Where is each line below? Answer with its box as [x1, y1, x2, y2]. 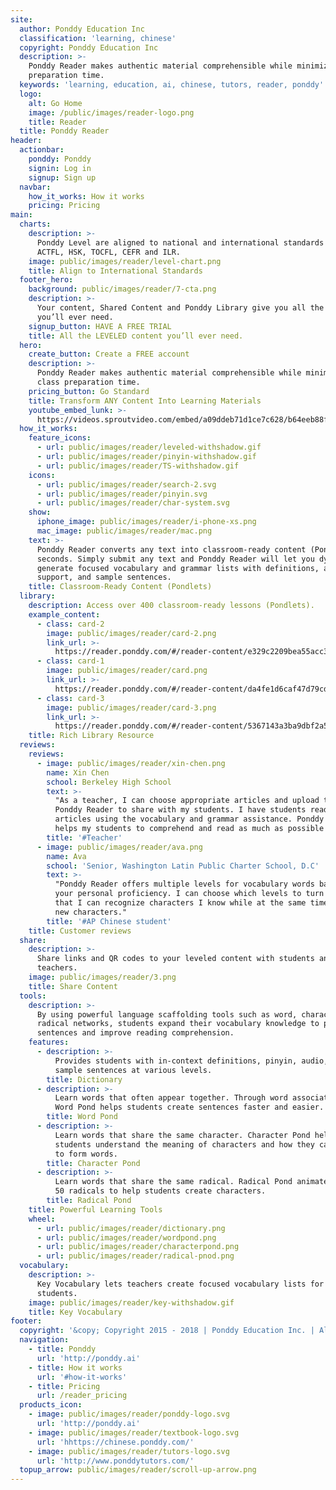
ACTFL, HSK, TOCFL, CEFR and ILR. [36, 247, 182, 257]
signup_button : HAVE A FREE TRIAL [28, 321, 172, 331]
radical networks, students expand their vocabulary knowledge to [36, 1019, 320, 1029]
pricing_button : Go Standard [28, 386, 150, 396]
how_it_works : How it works [28, 191, 145, 201]
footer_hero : [19, 275, 74, 285]
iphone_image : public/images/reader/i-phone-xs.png [36, 517, 257, 527]
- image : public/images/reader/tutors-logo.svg [28, 1446, 230, 1456]
